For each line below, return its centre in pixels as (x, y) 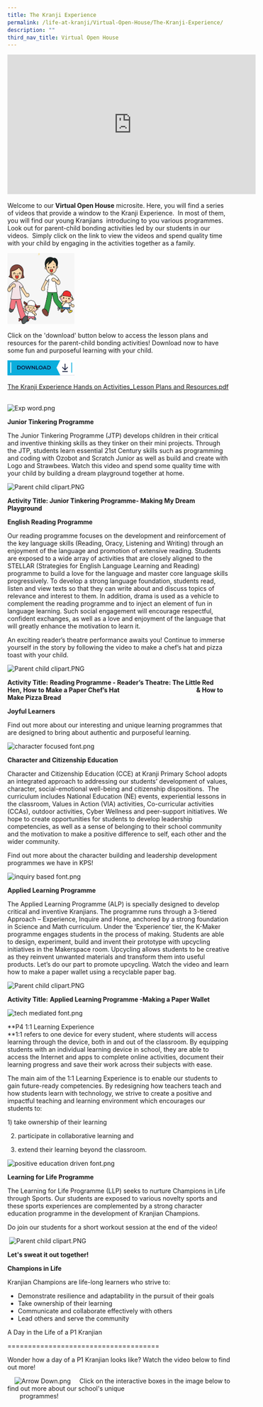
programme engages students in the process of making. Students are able (116, 934)
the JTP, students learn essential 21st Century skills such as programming (115, 451)
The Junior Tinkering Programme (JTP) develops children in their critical (113, 435)
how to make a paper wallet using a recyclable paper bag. (92, 972)
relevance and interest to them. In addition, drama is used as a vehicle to (113, 596)
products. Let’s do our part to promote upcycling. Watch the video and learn (118, 964)
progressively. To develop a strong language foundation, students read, (112, 581)
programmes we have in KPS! (50, 863)
